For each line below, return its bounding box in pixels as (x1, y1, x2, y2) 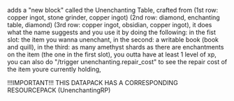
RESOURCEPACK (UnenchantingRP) (7, 86, 111, 94)
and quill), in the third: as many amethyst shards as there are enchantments (7, 43, 224, 51)
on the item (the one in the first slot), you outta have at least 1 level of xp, (7, 50, 217, 59)
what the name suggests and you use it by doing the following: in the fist (7, 28, 217, 36)
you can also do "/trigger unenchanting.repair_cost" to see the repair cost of (7, 58, 228, 65)
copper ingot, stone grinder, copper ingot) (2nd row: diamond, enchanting (7, 13, 220, 22)
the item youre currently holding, (7, 65, 101, 73)
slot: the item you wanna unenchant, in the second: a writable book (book (7, 36, 219, 44)
